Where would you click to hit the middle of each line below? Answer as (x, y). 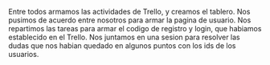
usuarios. (24, 54)
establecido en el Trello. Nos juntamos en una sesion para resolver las (124, 37)
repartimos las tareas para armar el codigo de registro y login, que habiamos (135, 28)
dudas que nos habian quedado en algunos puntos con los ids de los (122, 46)
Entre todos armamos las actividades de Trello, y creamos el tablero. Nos (129, 12)
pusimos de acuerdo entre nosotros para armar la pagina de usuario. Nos (130, 20)
